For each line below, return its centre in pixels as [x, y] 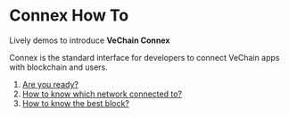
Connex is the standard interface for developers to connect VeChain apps [144, 57]
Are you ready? [50, 84]
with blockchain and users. [59, 67]
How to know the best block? [75, 103]
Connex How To [69, 16]
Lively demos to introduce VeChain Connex [90, 40]
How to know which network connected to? [102, 94]
